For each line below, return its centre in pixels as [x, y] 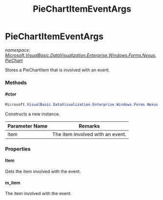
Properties [18, 149]
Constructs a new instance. [32, 114]
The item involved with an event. [89, 134]
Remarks [89, 126]
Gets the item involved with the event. [43, 172]
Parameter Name [28, 126]
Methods [16, 83]
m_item [13, 182]
